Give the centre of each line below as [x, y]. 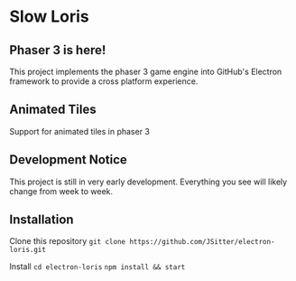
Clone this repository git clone [68, 241]
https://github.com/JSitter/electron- [202, 242]
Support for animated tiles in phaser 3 [80, 131]
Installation [42, 220]
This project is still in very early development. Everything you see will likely [148, 182]
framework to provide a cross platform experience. [104, 81]
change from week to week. [61, 191]
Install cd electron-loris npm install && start [97, 267]
